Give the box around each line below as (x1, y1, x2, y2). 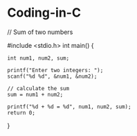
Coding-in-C (7, 5, 82, 21)
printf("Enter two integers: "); (7, 67, 104, 74)
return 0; (7, 109, 36, 116)
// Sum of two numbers (7, 28, 73, 36)
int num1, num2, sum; (7, 54, 70, 62)
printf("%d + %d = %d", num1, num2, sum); (7, 103, 131, 110)
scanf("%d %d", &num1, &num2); (7, 73, 98, 80)
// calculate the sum (7, 85, 70, 92)
